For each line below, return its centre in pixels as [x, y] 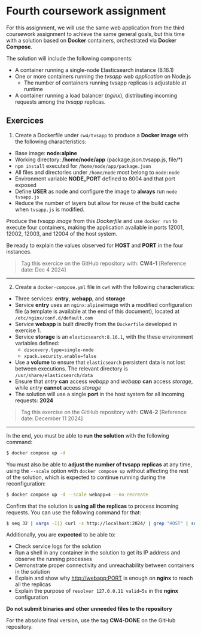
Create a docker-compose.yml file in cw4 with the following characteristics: [105, 287]
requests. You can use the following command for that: [74, 512]
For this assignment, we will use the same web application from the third [95, 28]
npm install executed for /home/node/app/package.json [83, 165]
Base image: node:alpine [46, 153]
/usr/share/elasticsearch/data [54, 375]
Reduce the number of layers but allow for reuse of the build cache [98, 203]
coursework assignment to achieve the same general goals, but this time [96, 34]
